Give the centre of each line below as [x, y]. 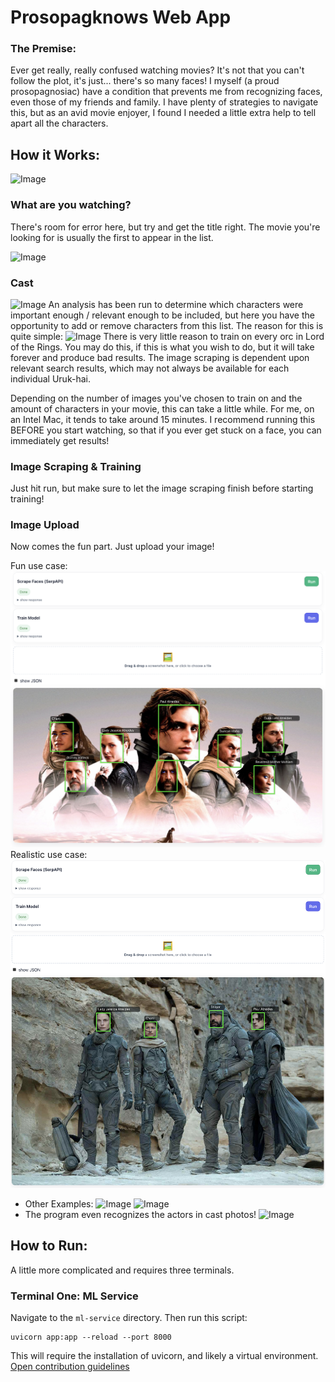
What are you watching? [71, 205]
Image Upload [45, 525]
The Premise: [43, 49]
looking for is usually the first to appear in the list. [112, 237]
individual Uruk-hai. [50, 378]
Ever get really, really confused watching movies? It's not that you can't [157, 70]
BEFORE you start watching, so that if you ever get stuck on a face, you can [166, 430]
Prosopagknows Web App [121, 17]
